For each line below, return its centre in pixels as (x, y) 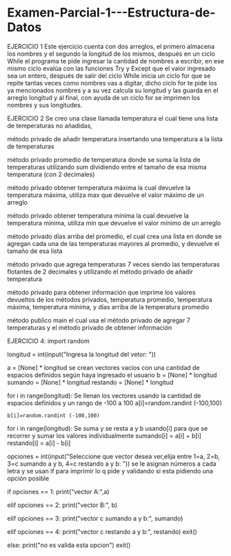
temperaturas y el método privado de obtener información (90, 327)
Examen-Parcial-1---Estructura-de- (111, 13)
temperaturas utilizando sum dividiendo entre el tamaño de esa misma (107, 167)
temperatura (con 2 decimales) (51, 174)
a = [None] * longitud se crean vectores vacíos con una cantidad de (103, 367)
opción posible (28, 478)
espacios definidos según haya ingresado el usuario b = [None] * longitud (112, 375)
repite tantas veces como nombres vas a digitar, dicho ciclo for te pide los (112, 83)
